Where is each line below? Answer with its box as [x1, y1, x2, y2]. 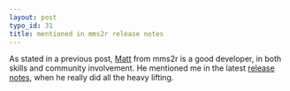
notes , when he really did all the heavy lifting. [9, 72, 174, 83]
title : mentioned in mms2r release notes [9, 29, 164, 38]
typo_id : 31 [9, 21, 53, 30]
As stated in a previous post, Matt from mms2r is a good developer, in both [9, 54, 282, 64]
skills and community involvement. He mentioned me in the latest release [9, 63, 276, 73]
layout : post [9, 12, 57, 22]
